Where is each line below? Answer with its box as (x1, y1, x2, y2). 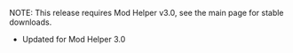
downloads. (9, 17, 52, 27)
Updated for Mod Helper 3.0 (21, 34, 126, 44)
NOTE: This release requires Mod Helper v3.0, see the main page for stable (9, 8, 284, 18)
